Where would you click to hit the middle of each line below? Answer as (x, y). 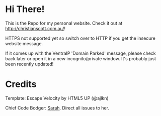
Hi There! (25, 9)
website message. (24, 43)
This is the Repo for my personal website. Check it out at (64, 23)
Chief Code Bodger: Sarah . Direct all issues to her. (57, 108)
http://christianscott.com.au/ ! (35, 28)
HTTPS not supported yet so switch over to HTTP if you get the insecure (80, 38)
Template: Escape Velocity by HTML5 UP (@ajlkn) (57, 98)
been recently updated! (29, 64)
